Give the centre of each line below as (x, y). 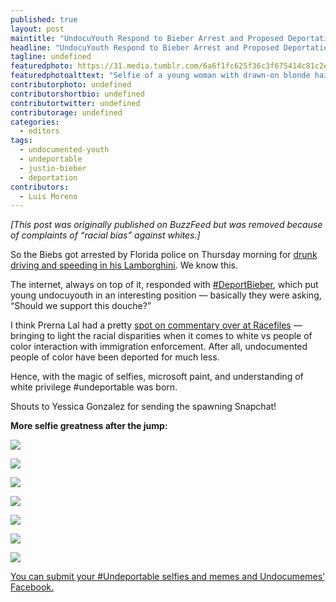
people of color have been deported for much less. (115, 357)
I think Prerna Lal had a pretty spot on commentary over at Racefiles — (156, 325)
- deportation (48, 177)
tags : (21, 141)
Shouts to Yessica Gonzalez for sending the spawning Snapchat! (143, 407)
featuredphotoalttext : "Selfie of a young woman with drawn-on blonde (160, 76)
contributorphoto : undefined (71, 85)
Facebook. (32, 587)
